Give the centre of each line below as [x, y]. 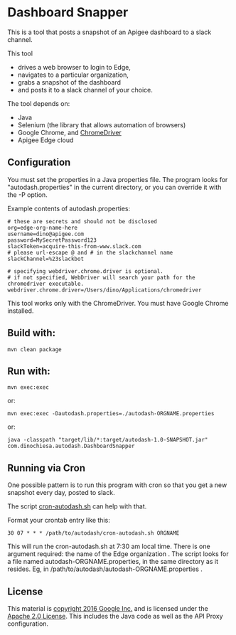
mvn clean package [34, 349]
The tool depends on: [39, 103]
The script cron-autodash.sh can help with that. [77, 506]
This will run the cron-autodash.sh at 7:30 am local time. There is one [109, 546]
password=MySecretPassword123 [52, 240]
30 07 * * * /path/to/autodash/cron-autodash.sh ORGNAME [93, 533]
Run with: [29, 371]
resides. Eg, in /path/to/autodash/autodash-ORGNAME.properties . [105, 569]
